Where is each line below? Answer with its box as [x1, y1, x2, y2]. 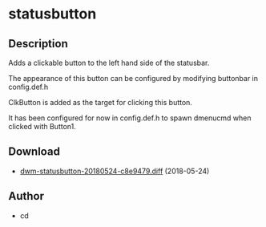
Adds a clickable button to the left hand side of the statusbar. [8, 58, 210, 67]
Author [8, 189, 44, 203]
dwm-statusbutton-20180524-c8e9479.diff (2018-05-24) [19, 166, 210, 176]
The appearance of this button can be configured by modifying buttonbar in [8, 74, 259, 83]
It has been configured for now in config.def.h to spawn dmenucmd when [8, 113, 252, 123]
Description [8, 37, 68, 51]
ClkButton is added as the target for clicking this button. [8, 98, 192, 107]
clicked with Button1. [8, 122, 76, 131]
